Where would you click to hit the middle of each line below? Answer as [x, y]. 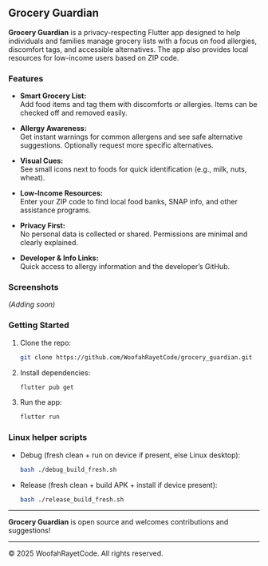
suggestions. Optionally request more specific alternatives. [116, 145]
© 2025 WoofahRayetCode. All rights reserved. [86, 553]
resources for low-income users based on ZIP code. [94, 57]
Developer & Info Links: [59, 258]
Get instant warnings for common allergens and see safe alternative [131, 137]
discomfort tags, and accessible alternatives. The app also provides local [128, 49]
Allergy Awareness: [53, 129]
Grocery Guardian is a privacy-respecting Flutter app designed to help [124, 32]
